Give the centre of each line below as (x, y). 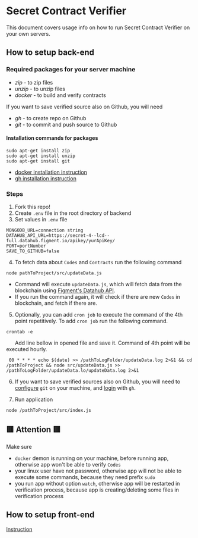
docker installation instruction (51, 172)
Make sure (19, 446)
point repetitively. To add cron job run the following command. (91, 321)
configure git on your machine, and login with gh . (75, 388)
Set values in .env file (41, 220)
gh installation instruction (46, 178)
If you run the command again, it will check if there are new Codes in (98, 297)
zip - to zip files (34, 82)
